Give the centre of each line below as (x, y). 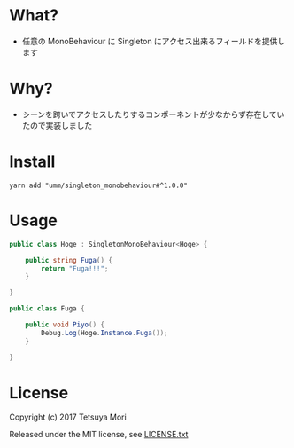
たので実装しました (57, 125)
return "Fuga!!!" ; (75, 268)
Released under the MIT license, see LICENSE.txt (99, 435)
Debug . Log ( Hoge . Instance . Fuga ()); (104, 333)
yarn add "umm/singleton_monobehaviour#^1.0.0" (99, 185)
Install (32, 162)
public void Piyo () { (65, 325)
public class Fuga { (47, 309)
